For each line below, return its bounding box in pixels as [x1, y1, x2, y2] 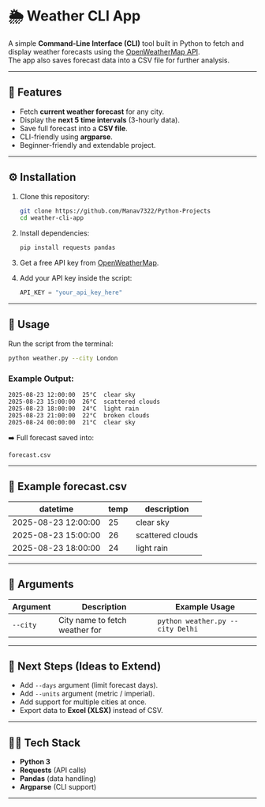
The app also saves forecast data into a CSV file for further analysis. [8, 55, 230, 65]
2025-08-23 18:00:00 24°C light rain [8, 405, 140, 413]
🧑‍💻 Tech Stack [8, 736, 81, 749]
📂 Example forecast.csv [8, 480, 128, 493]
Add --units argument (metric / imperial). [19, 689, 155, 699]
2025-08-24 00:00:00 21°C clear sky [8, 419, 136, 427]
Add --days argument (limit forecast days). [19, 681, 159, 690]
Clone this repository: [19, 191, 90, 201]
